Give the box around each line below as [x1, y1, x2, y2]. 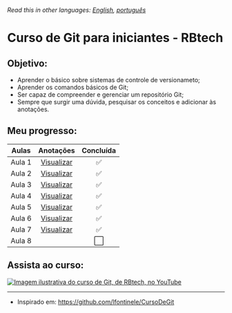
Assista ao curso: [7, 259, 84, 272]
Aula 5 [10, 202, 32, 211]
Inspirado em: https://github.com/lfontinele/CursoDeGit [17, 297, 175, 306]
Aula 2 [10, 169, 32, 178]
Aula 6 [10, 214, 32, 223]
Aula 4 [10, 191, 32, 200]
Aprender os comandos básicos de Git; [17, 83, 129, 91]
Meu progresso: [7, 125, 77, 137]
